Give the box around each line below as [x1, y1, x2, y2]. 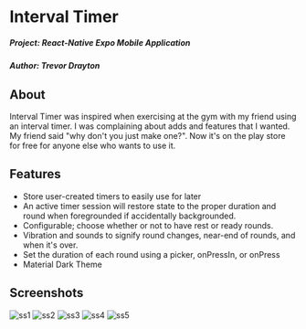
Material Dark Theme [22, 259, 102, 270]
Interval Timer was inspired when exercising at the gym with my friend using [9, 111, 297, 122]
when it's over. [22, 239, 79, 250]
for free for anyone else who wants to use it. [9, 140, 176, 151]
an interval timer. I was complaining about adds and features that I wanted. [9, 121, 290, 132]
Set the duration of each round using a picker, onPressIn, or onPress [22, 249, 280, 260]
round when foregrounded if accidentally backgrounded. [22, 210, 237, 221]
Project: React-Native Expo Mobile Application [9, 37, 191, 48]
